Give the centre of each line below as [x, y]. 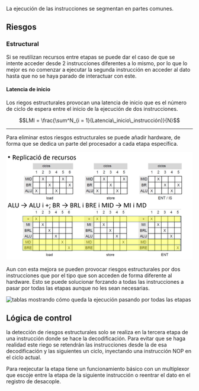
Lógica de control [39, 318]
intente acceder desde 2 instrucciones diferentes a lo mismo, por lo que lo [97, 63]
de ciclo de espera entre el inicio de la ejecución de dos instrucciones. [92, 108]
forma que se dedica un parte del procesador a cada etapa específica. [92, 143]
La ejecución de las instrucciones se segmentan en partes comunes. [90, 9]
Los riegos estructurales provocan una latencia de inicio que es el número [96, 102]
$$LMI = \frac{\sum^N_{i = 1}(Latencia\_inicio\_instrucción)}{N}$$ [99, 120]
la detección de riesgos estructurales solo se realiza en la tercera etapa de [97, 332]
